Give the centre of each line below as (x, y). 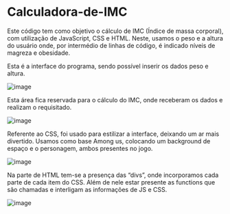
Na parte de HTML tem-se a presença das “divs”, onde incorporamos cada (113, 175)
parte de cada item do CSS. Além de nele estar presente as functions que (111, 182)
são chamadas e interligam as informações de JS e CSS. (87, 189)
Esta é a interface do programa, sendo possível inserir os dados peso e (108, 66)
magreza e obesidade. (39, 53)
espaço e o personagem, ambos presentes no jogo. (80, 148)
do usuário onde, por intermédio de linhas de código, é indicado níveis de (111, 45)
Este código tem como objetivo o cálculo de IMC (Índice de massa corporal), (115, 31)
